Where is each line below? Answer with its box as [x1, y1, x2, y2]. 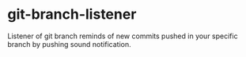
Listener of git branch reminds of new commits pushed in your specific [7, 31, 238, 41]
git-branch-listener [7, 5, 137, 23]
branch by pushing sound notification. [7, 39, 131, 48]
